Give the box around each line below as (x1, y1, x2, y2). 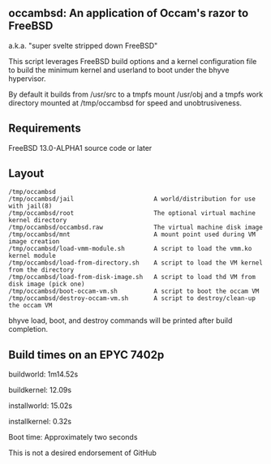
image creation (8, 238, 60, 246)
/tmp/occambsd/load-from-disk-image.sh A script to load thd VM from (8, 273, 256, 281)
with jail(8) (8, 202, 53, 210)
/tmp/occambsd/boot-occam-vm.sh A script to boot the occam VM (8, 287, 260, 295)
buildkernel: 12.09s (8, 385, 71, 395)
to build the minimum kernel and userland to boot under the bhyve (8, 65, 230, 75)
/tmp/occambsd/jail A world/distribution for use (8, 195, 256, 204)
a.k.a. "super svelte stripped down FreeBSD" (8, 41, 158, 50)
